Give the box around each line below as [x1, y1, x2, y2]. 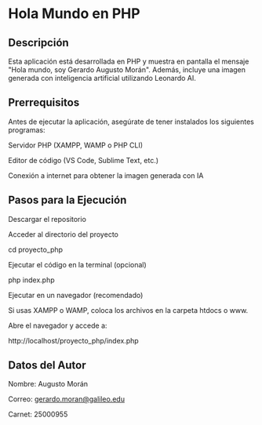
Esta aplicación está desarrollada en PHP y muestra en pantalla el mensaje [8, 56, 249, 66]
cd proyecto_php [8, 245, 64, 254]
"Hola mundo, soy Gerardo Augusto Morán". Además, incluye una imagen [8, 65, 246, 74]
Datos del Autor [8, 358, 86, 372]
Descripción [8, 36, 69, 49]
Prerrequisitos [8, 96, 80, 110]
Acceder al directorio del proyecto [8, 229, 119, 239]
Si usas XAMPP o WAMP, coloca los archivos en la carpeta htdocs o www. [8, 305, 249, 314]
